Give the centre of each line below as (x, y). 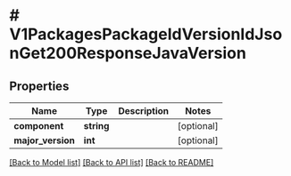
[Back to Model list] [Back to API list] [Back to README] (112, 162)
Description (144, 111)
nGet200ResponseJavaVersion (128, 53)
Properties (39, 86)
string (96, 126)
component (39, 126)
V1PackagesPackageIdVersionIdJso (146, 34)
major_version (45, 140)
